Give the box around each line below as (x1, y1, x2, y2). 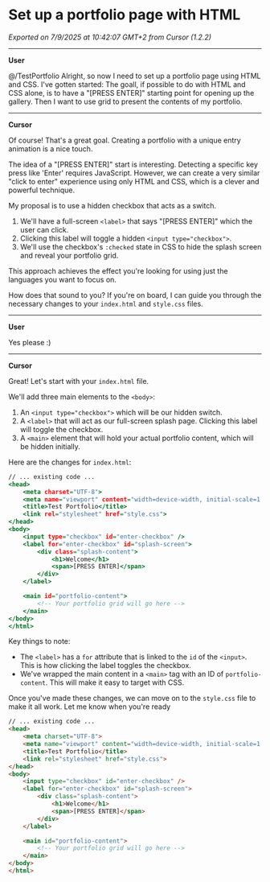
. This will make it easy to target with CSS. (45, 678, 185, 687)
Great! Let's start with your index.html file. (8, 376, 149, 385)
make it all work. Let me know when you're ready (8, 702, 171, 711)
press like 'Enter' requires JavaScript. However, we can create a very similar (8, 167, 260, 178)
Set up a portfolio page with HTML (8, 6, 241, 24)
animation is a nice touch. (8, 143, 93, 154)
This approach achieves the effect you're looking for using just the (8, 266, 228, 275)
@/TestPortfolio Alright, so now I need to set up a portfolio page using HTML (8, 71, 261, 80)
